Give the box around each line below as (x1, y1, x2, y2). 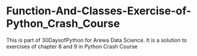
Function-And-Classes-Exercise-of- (6, 4, 192, 18)
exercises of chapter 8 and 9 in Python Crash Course (6, 43, 138, 50)
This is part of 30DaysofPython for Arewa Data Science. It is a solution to (6, 36, 187, 43)
